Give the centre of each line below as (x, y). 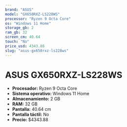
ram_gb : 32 (16, 32)
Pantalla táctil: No (31, 114)
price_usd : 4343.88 (25, 46)
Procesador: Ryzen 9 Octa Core (44, 88)
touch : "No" (17, 42)
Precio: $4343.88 (30, 120)
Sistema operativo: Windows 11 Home (51, 94)
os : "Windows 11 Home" (28, 23)
